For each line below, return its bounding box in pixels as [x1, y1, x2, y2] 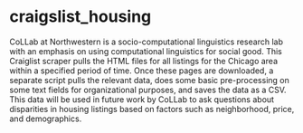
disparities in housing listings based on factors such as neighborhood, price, [9, 103, 295, 114]
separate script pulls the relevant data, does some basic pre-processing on [9, 74, 289, 85]
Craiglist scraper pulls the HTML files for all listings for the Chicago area [9, 55, 279, 66]
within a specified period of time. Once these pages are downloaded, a [9, 65, 274, 76]
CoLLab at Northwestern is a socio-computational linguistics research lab [9, 36, 283, 47]
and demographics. [9, 113, 82, 124]
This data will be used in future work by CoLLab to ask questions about [9, 93, 274, 105]
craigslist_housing [9, 6, 152, 27]
